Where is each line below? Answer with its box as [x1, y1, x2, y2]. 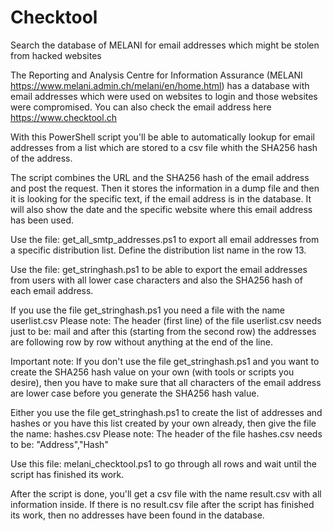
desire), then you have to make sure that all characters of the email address [10, 376, 322, 388]
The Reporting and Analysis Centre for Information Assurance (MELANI [10, 69, 303, 81]
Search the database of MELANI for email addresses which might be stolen [10, 39, 320, 51]
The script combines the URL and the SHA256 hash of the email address [10, 171, 310, 183]
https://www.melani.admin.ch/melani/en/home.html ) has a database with [10, 79, 310, 91]
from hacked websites [10, 49, 102, 61]
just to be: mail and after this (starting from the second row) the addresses [10, 325, 317, 337]
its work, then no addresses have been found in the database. [10, 509, 265, 521]
